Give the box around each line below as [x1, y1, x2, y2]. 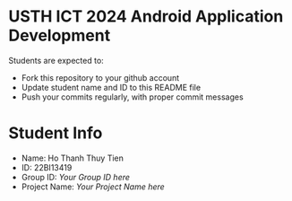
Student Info [8, 123, 103, 144]
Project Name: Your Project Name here [21, 181, 165, 192]
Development [8, 25, 111, 46]
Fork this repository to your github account [21, 72, 180, 83]
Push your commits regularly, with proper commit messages [21, 92, 244, 102]
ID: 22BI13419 [21, 162, 73, 172]
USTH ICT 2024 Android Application [8, 6, 284, 27]
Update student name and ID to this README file [21, 82, 202, 92]
